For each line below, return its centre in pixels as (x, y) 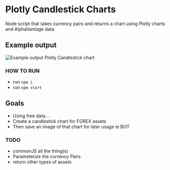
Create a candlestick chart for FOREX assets (59, 121)
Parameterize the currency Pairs (46, 157)
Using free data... (31, 116)
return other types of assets (42, 162)
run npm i (23, 82)
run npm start (27, 88)
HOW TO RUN (22, 71)
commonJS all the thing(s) (40, 151)
